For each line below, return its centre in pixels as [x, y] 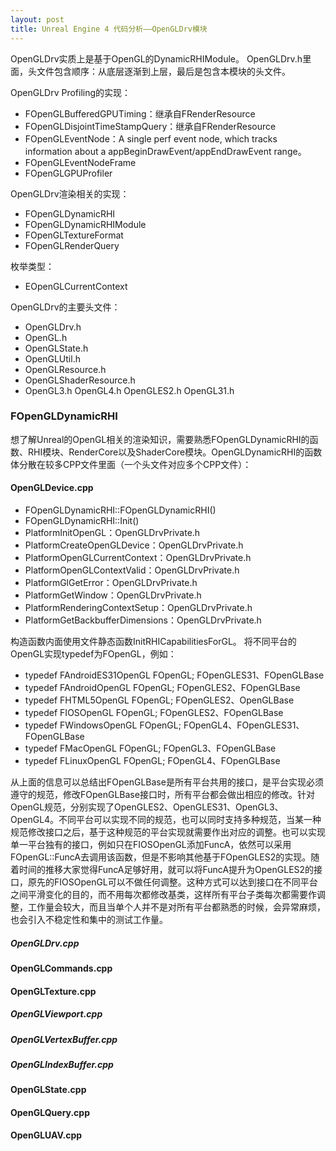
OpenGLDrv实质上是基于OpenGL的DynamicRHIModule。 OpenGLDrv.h [156, 58]
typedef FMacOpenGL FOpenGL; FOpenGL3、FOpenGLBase [150, 748]
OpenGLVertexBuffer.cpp [64, 1039]
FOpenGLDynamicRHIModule [85, 224]
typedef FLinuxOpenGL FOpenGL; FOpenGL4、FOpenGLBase [152, 760]
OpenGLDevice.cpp [52, 488]
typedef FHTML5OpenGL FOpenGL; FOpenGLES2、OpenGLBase [159, 700]
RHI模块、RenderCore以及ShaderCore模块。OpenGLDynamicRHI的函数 [175, 452]
